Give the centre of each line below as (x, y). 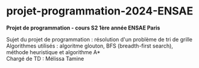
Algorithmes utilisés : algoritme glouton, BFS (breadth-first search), (90, 46)
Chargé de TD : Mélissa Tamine (45, 58)
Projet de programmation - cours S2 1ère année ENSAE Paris (83, 28)
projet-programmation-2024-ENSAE (100, 11)
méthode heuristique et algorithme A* (53, 52)
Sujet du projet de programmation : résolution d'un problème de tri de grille (99, 39)
